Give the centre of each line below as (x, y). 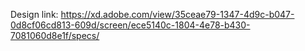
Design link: (34, 14)
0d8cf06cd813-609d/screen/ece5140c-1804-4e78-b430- (130, 25)
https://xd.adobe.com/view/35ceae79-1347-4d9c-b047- (177, 14)
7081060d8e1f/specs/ (55, 35)
